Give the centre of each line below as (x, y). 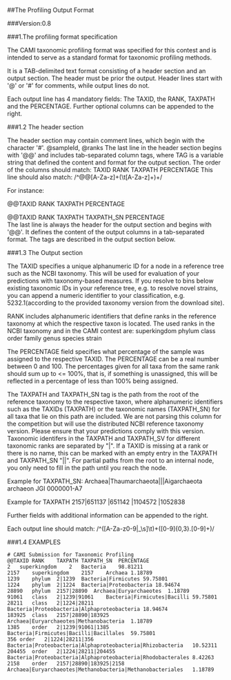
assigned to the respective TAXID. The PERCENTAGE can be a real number (113, 359)
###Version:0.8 (29, 23)
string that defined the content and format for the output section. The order (114, 162)
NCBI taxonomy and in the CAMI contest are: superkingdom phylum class (111, 331)
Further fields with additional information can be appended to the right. (108, 515)
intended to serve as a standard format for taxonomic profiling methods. (110, 57)
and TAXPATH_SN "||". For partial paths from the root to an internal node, (111, 460)
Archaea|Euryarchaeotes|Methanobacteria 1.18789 (80, 621)
